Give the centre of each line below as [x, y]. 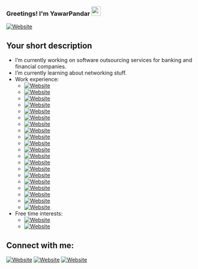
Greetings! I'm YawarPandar [48, 13]
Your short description [49, 45]
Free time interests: [39, 214]
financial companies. [40, 67]
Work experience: [37, 79]
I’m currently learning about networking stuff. [71, 73]
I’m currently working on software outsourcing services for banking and [103, 60]
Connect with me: [40, 245]
